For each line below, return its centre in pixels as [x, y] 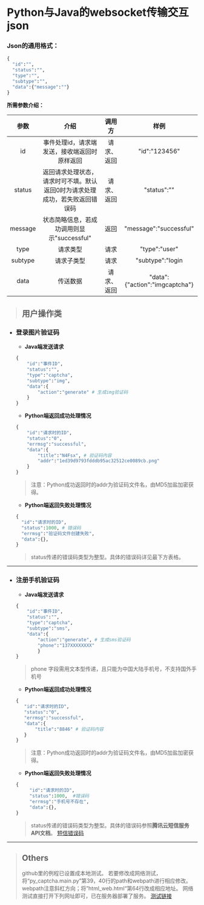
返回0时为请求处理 [70, 190]
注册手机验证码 [38, 580]
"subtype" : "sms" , [49, 628]
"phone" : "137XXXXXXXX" [66, 645]
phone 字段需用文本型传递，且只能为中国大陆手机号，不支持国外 [111, 669]
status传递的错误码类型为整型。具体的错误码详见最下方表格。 [107, 557]
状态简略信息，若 [67, 220]
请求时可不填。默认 [70, 181]
